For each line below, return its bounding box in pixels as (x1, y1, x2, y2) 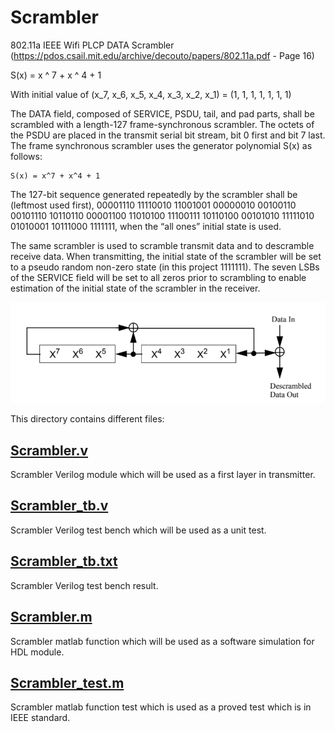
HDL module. (10, 646, 65, 658)
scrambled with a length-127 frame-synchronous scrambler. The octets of (10, 118, 315, 130)
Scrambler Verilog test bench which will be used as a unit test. (10, 524, 267, 536)
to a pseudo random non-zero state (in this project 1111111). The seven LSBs (10, 261, 320, 273)
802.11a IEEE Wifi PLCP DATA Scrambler (10, 39, 175, 51)
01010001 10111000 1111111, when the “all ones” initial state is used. (10, 220, 282, 232)
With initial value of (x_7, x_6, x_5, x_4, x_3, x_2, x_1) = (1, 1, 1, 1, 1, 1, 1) (10, 88, 292, 100)
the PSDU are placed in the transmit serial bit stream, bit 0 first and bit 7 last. (10, 129, 326, 141)
